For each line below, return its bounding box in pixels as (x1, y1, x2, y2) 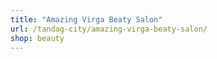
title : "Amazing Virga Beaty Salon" (10, 14, 163, 25)
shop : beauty (10, 33, 65, 43)
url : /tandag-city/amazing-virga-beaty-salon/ (10, 24, 208, 34)
